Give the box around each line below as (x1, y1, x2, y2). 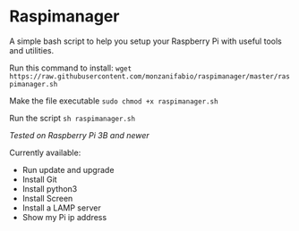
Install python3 (21, 183, 78, 194)
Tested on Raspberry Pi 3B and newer (9, 129, 149, 140)
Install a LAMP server (21, 202, 101, 213)
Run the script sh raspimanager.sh (9, 112, 136, 123)
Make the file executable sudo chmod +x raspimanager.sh (9, 95, 218, 106)
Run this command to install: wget (9, 62, 132, 73)
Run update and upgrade (21, 164, 115, 175)
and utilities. (9, 45, 55, 55)
